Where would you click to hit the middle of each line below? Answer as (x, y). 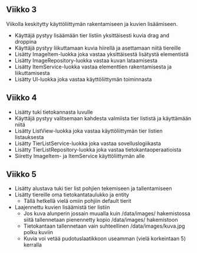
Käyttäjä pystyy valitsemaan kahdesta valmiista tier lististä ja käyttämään (103, 118)
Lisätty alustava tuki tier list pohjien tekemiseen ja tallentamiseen (93, 189)
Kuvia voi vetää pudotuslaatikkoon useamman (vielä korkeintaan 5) (105, 239)
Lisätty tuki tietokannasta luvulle (54, 112)
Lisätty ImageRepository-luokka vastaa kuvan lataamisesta (86, 60)
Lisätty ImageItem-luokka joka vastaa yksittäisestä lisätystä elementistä (101, 54)
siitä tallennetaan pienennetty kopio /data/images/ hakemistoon (101, 220)
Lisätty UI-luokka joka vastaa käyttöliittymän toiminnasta (83, 79)
